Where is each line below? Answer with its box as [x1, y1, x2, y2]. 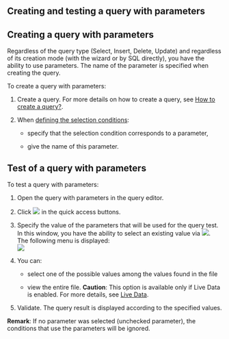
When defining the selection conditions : [16, 116, 130, 124]
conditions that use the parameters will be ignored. [7, 325, 150, 333]
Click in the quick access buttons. [16, 208, 121, 216]
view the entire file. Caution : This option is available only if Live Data [27, 284, 221, 292]
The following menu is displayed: [16, 236, 110, 245]
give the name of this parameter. [27, 142, 119, 151]
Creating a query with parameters [7, 29, 154, 40]
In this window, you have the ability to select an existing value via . [16, 229, 211, 238]
